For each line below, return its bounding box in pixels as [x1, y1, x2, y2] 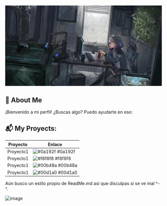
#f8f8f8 [55, 156, 71, 162]
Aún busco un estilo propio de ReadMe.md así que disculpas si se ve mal [5, 181, 155, 187]
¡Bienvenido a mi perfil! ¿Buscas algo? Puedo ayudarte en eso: [5, 109, 133, 115]
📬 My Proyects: [5, 124, 57, 133]
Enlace [48, 141, 63, 147]
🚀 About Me [5, 96, 42, 104]
